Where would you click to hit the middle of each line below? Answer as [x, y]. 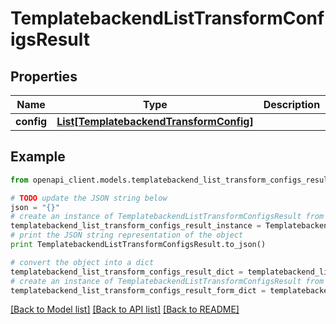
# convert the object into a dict [82, 262]
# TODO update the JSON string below [89, 198]
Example [38, 157]
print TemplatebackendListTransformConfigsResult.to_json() [138, 245]
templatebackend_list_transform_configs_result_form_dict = [138, 290]
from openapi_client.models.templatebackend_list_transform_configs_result [171, 180]
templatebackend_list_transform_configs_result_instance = [136, 226]
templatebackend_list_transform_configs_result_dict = [127, 272]
